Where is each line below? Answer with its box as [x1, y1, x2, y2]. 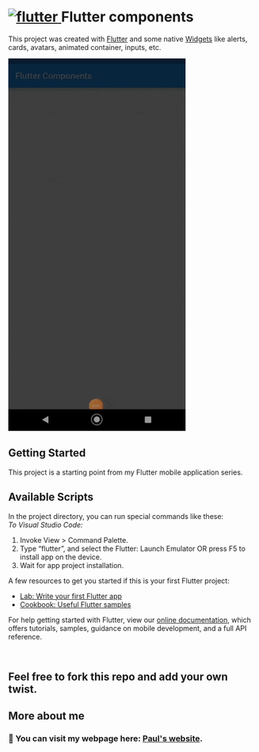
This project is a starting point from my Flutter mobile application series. [8, 468, 243, 477]
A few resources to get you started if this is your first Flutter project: [8, 575, 230, 586]
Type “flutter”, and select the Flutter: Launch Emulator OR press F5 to [19, 544, 246, 553]
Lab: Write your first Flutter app [19, 591, 123, 601]
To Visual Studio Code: [8, 520, 83, 529]
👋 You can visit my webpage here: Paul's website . [8, 733, 204, 744]
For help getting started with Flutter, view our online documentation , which [8, 615, 252, 624]
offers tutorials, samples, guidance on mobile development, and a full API [8, 623, 247, 633]
